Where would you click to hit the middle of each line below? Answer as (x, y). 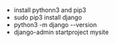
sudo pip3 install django (48, 17)
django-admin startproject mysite (61, 32)
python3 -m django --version (55, 25)
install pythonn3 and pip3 (50, 10)
